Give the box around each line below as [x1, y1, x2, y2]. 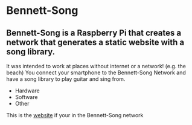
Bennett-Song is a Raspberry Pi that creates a [6, 28, 182, 38]
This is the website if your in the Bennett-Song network [6, 112, 144, 118]
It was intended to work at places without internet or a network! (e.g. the [6, 63, 186, 69]
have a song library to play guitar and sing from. [6, 75, 126, 82]
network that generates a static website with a [6, 37, 185, 47]
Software [14, 94, 38, 100]
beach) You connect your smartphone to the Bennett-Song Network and [6, 69, 186, 76]
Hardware [14, 87, 40, 94]
